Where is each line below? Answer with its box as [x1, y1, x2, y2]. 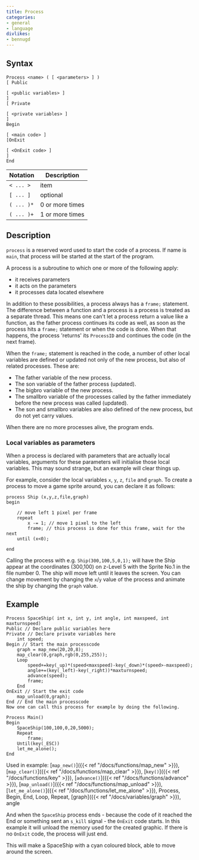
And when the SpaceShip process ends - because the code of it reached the [6, 811, 192, 818]
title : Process [6, 8, 44, 15]
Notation [9, 171, 35, 179]
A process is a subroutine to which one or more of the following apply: [6, 264, 179, 272]
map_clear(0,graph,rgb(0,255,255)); [17, 652, 108, 658]
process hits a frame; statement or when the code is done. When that [6, 325, 177, 332]
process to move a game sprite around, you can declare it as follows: [6, 482, 176, 489]
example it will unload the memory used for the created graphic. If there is [6, 824, 188, 831]
